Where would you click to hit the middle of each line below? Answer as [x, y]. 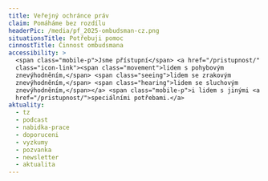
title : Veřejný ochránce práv [59, 16]
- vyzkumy [32, 142]
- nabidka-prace [43, 127]
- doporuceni [37, 135]
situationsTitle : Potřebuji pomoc [66, 38]
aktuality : [26, 105]
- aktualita [36, 165]
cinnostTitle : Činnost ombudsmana [66, 46]
